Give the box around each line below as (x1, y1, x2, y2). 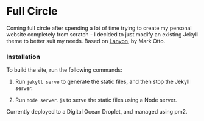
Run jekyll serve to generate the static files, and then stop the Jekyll (15, 78, 190, 86)
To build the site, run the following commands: (6, 66, 123, 74)
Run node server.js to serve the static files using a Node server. (15, 96, 177, 104)
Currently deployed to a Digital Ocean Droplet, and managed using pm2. (6, 108, 188, 116)
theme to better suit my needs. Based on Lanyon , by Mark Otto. (6, 37, 166, 44)
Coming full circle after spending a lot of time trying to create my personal (6, 24, 192, 32)
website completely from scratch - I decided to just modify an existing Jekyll (6, 30, 198, 38)
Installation (6, 52, 41, 61)
